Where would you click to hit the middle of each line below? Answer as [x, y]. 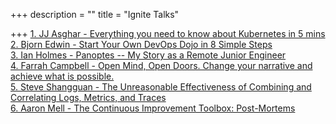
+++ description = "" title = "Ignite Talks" [95, 14]
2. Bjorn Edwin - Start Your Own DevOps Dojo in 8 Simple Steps [141, 44]
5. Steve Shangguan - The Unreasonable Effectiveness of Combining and [161, 87]
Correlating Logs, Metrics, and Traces [88, 97]
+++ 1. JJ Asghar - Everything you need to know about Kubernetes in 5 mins [168, 33]
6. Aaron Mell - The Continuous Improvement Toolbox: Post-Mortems [153, 108]
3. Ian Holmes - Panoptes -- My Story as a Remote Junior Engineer [148, 55]
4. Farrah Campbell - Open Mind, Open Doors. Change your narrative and [161, 65]
